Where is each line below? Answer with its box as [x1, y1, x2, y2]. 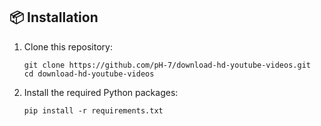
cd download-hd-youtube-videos [23, 69, 155, 79]
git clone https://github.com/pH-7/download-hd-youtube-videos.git [23, 60, 311, 70]
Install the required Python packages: [23, 86, 179, 98]
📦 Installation [9, 9, 99, 26]
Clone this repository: [23, 40, 113, 53]
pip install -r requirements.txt [23, 105, 164, 116]
